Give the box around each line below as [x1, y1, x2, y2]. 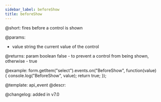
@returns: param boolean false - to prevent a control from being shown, [5, 53, 149, 58]
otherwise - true [5, 58, 37, 64]
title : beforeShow [5, 12, 42, 16]
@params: [5, 34, 26, 40]
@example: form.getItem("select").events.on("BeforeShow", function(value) [5, 67, 157, 73]
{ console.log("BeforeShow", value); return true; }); [5, 73, 107, 78]
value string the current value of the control [12, 44, 99, 49]
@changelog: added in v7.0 [5, 91, 60, 97]
